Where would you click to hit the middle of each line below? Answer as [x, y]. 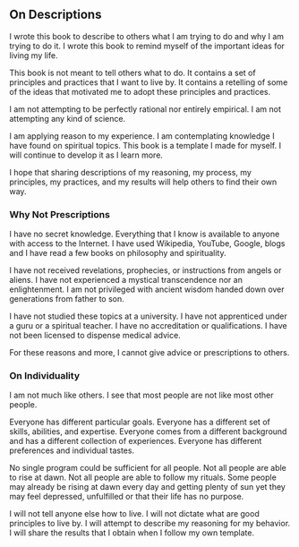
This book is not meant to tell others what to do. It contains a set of [133, 73]
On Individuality [45, 376]
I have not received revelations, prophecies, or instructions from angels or [145, 270]
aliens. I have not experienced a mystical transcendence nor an [126, 280]
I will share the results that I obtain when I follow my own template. [132, 533]
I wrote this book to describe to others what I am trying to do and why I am [147, 36]
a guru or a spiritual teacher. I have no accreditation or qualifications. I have [149, 326]
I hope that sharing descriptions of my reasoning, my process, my [131, 172]
